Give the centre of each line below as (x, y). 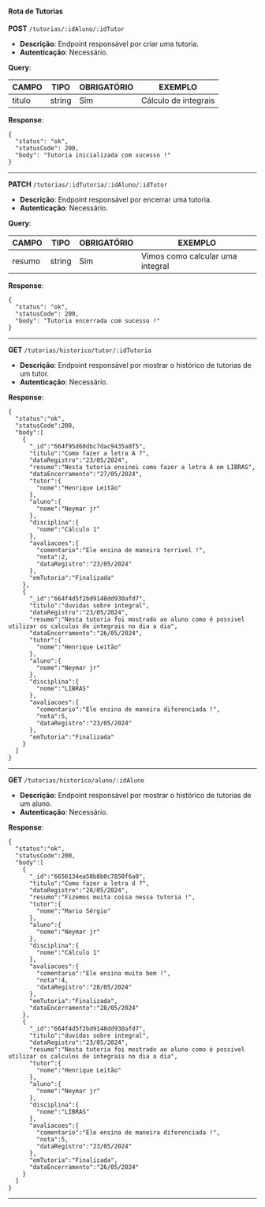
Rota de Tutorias (35, 11)
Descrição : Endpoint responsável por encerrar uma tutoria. (116, 200)
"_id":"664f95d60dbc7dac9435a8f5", (88, 447)
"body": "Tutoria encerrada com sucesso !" (88, 321)
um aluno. (36, 804)
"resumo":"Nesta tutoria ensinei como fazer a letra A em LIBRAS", (142, 467)
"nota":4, (52, 981)
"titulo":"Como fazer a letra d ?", (89, 883)
